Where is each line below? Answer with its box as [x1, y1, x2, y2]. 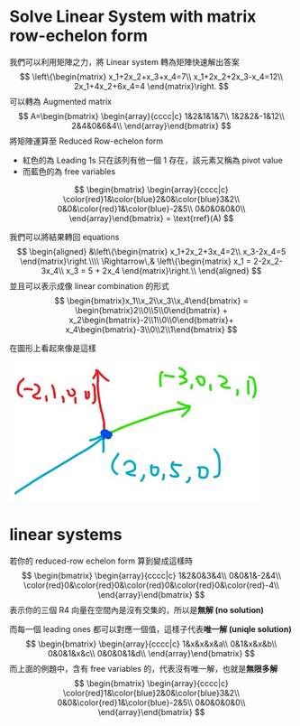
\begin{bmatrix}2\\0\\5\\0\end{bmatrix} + [75, 304, 228, 315]
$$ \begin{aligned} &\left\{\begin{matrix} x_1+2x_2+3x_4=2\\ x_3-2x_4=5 [16, 246, 286, 256]
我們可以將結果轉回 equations [9, 231, 120, 242]
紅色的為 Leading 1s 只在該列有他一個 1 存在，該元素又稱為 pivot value [22, 154, 284, 165]
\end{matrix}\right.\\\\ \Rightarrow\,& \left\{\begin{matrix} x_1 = [19, 256, 252, 266]
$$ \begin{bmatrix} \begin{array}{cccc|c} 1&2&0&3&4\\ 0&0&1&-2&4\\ [21, 570, 282, 581]
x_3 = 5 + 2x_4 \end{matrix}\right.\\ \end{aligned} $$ [66, 265, 262, 276]
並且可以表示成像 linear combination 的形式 [9, 280, 169, 291]
